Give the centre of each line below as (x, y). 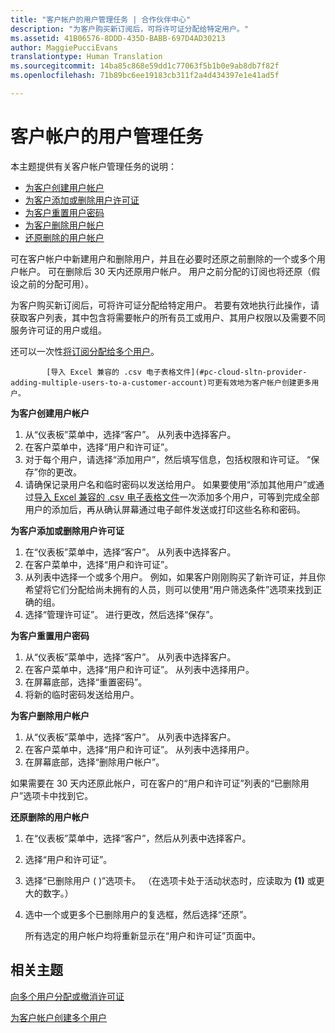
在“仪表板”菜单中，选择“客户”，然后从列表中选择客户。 (138, 838)
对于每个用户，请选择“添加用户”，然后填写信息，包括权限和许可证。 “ (168, 459)
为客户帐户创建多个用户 (58, 1017)
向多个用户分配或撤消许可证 (67, 996)
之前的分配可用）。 (56, 283)
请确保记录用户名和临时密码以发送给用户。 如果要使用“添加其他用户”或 (170, 484)
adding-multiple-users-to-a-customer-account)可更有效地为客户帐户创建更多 (161, 382)
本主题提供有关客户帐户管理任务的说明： (93, 166)
